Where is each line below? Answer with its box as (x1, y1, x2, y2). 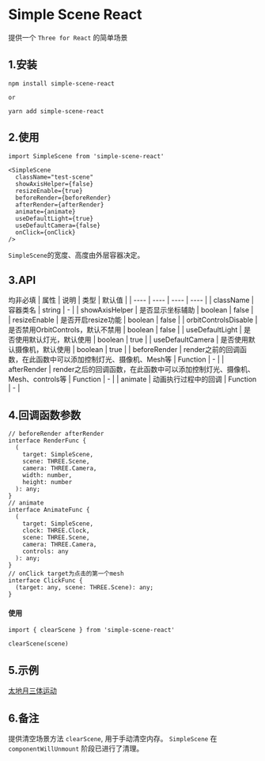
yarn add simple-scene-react (8, 107, 104, 115)
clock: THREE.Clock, (22, 527, 90, 535)
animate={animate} (15, 207, 77, 215)
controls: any (22, 547, 69, 555)
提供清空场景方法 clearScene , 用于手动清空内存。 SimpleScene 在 (8, 734, 218, 744)
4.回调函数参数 (8, 408, 81, 422)
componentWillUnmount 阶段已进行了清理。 (8, 744, 144, 753)
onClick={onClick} (15, 228, 77, 237)
